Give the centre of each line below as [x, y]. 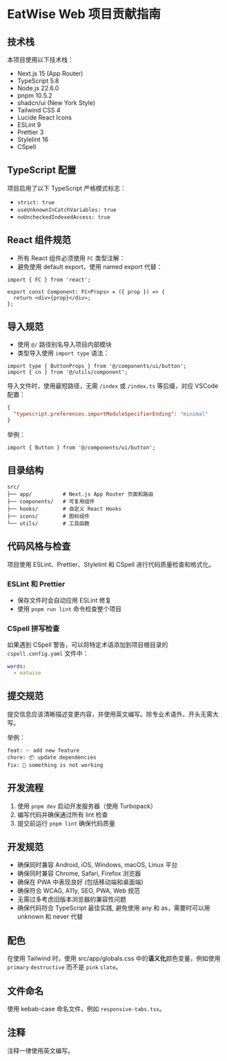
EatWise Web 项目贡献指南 [84, 14]
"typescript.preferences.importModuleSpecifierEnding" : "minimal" [111, 414]
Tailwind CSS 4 [39, 110]
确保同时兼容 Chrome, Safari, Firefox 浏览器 [79, 873]
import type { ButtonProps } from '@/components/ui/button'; [97, 367]
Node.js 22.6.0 [38, 88]
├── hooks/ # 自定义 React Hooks [65, 509]
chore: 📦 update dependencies [52, 757]
